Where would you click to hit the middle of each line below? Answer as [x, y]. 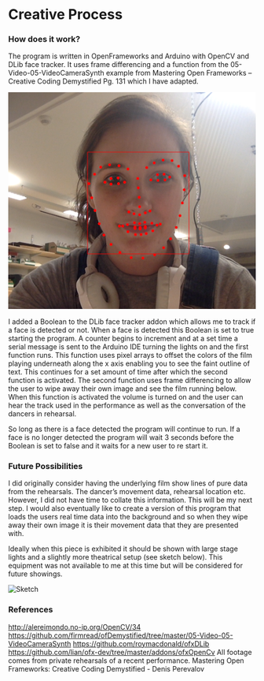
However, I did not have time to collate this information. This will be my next [130, 500]
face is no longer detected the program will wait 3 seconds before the [121, 437]
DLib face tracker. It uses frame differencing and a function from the [119, 65]
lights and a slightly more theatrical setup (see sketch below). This [115, 557]
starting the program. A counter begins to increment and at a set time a [123, 339]
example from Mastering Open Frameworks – [179, 73]
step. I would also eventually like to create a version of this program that [125, 508]
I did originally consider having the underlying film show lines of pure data [128, 483]
